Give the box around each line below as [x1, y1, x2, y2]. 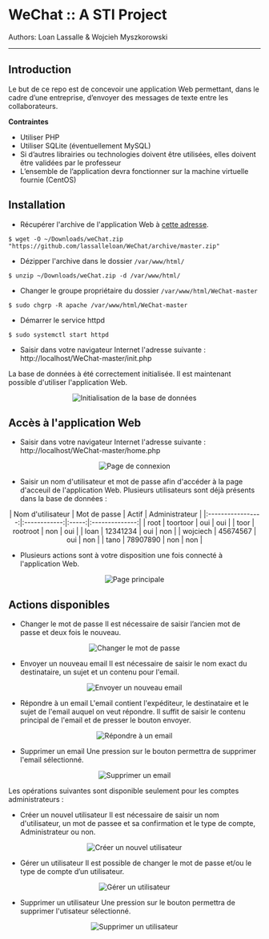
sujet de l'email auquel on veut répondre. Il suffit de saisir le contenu [19, 707, 246, 717]
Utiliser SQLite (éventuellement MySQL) [19, 140, 151, 150]
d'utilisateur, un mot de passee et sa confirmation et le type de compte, [19, 819, 256, 828]
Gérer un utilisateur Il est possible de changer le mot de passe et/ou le [19, 858, 252, 868]
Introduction [8, 63, 72, 77]
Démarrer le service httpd [19, 315, 106, 325]
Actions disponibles [8, 597, 110, 611]
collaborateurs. [8, 101, 58, 111]
